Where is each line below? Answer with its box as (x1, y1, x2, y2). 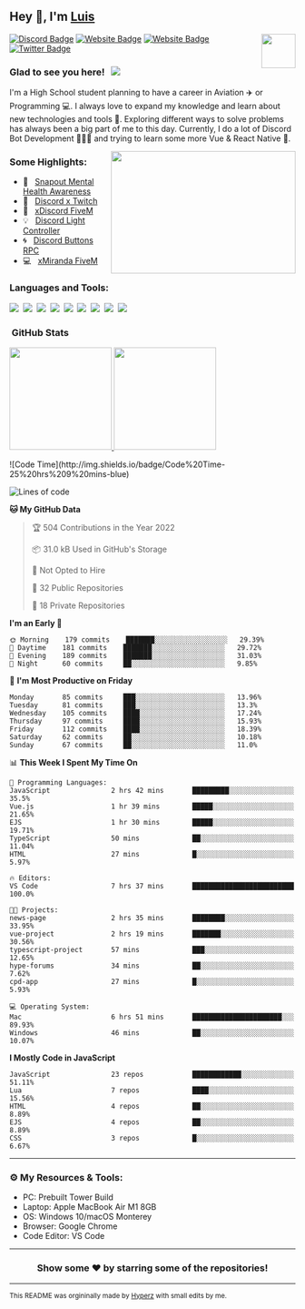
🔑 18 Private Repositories (31, 600, 125, 611)
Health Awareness (22, 186, 92, 197)
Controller (22, 225, 61, 237)
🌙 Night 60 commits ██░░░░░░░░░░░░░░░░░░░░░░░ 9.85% (9, 659, 258, 668)
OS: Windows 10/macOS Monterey (22, 1212, 152, 1223)
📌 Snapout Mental (22, 177, 94, 188)
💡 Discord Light (22, 215, 85, 226)
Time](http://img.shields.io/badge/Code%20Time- (36, 459, 225, 470)
